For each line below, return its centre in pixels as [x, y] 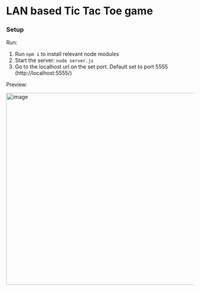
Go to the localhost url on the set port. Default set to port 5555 [91, 67]
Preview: [17, 85]
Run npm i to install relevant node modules [67, 54]
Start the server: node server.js [54, 60]
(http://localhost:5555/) [43, 73]
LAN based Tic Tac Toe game [80, 11]
